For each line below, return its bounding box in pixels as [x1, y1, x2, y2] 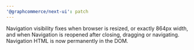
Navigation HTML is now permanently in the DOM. [6, 37, 128, 44]
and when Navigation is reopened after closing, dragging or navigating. [6, 31, 180, 38]
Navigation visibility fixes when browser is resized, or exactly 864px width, [6, 25, 188, 32]
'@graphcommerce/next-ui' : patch [6, 8, 89, 15]
